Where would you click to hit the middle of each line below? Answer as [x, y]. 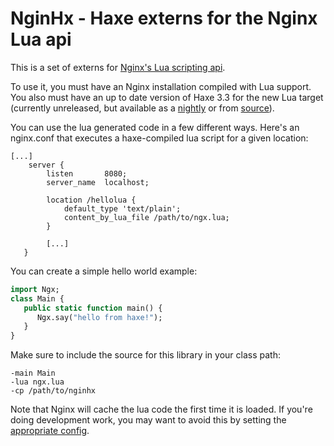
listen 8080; [87, 173]
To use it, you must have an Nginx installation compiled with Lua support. [161, 86]
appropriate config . [50, 431]
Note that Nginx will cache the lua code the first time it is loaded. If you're [161, 409]
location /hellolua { [91, 200]
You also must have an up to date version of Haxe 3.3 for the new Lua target [167, 97]
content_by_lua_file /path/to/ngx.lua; [146, 217]
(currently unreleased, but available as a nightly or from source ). [142, 108]
